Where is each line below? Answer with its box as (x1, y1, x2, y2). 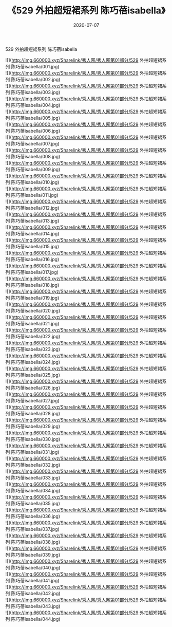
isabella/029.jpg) (24, 423, 61, 429)
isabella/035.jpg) (24, 500, 61, 506)
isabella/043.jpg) (24, 603, 61, 609)
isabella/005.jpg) (24, 115, 61, 121)
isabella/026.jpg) (24, 384, 61, 391)
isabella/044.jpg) (24, 616, 61, 622)
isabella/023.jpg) (24, 346, 61, 352)
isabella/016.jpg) (24, 256, 60, 262)
